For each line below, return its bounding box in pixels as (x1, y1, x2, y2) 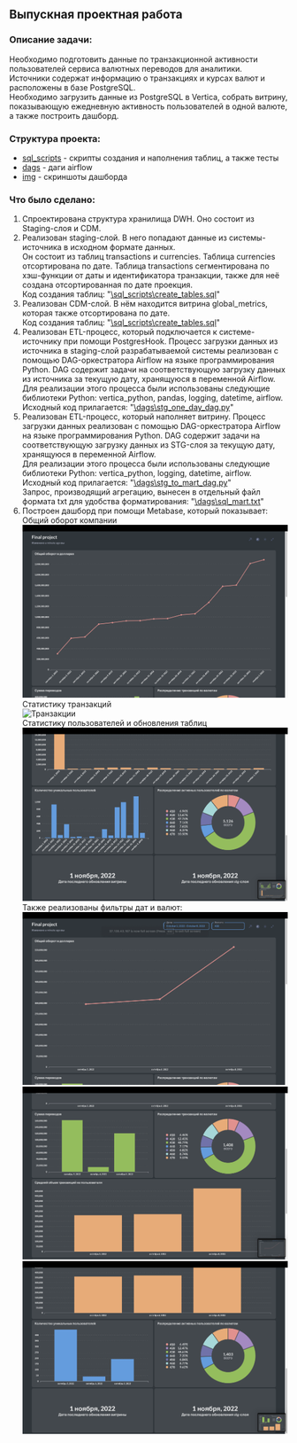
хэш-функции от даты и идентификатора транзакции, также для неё (21, 270, 280, 281)
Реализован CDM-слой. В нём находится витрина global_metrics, (21, 299, 268, 309)
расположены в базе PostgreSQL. (9, 82, 136, 92)
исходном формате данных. (70, 242, 176, 253)
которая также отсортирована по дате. (21, 308, 171, 318)
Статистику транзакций (21, 699, 112, 710)
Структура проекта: (9, 132, 102, 144)
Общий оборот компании (21, 515, 118, 526)
